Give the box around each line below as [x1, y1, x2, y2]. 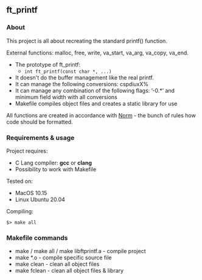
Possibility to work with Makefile [15, 165, 96, 173]
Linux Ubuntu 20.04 [15, 196, 66, 203]
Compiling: [6, 207, 33, 215]
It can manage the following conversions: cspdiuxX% [15, 80, 149, 87]
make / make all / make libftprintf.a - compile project [15, 248, 146, 255]
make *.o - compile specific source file [15, 254, 112, 262]
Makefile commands [6, 234, 68, 242]
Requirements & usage [6, 133, 75, 142]
